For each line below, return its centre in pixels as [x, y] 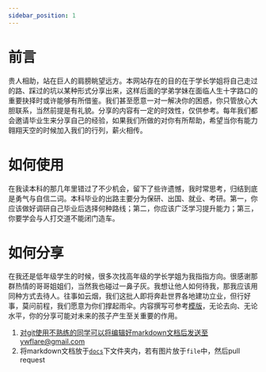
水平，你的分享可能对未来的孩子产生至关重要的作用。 [95, 316]
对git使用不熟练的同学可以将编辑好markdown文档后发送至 [114, 332]
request [32, 360]
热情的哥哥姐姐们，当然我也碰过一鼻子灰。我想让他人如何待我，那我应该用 [136, 287]
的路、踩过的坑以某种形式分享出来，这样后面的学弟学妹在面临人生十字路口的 [133, 90]
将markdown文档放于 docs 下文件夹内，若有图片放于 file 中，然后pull [130, 351]
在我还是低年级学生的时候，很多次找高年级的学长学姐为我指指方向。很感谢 [129, 276]
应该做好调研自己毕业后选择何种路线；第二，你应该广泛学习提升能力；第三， [133, 208]
